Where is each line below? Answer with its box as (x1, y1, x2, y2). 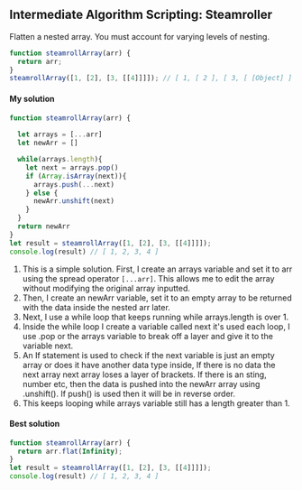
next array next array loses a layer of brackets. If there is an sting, (22, 369, 268, 380)
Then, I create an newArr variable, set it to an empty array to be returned (22, 292, 293, 303)
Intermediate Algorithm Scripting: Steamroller (9, 7, 273, 23)
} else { (25, 189, 59, 198)
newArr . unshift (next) (32, 197, 115, 206)
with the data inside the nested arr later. (22, 301, 171, 312)
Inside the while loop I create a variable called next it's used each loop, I (22, 320, 290, 332)
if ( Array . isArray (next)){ (25, 171, 127, 180)
